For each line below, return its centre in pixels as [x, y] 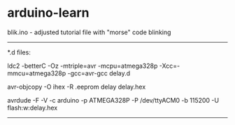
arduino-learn [48, 13]
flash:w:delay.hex [33, 108]
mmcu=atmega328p [37, 73]
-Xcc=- [170, 66]
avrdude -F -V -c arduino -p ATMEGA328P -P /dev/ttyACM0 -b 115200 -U [113, 100]
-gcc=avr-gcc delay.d [99, 73]
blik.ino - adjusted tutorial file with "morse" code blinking [89, 32]
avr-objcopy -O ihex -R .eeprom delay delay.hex [77, 87]
